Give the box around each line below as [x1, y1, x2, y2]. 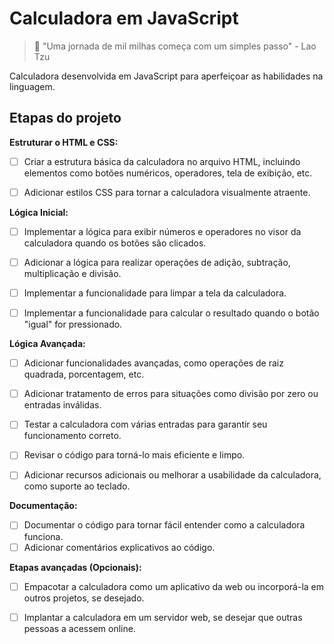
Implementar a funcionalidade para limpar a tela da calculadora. [23, 287, 287, 299]
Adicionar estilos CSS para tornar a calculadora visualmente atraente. [23, 186, 311, 198]
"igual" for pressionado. [23, 318, 123, 331]
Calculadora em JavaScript [9, 7, 239, 30]
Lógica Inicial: [9, 206, 69, 218]
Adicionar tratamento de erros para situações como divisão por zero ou [23, 388, 319, 400]
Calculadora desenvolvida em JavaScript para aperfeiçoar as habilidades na [9, 70, 324, 82]
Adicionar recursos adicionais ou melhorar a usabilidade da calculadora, [23, 469, 322, 481]
